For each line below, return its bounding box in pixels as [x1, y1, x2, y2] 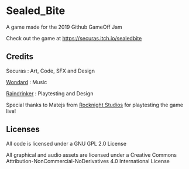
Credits [6, 51, 34, 62]
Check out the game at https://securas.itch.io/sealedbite [6, 35, 142, 42]
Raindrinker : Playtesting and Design [6, 89, 94, 97]
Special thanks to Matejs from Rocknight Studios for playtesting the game [6, 101, 183, 108]
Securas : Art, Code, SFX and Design [6, 67, 95, 74]
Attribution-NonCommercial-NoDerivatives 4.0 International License [6, 157, 170, 164]
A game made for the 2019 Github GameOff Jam [6, 23, 123, 30]
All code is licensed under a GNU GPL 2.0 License [6, 140, 127, 147]
